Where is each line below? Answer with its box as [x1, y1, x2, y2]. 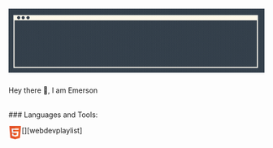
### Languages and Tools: [8, 110, 98, 120]
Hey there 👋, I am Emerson [8, 85, 98, 95]
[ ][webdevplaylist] [21, 125, 83, 135]
